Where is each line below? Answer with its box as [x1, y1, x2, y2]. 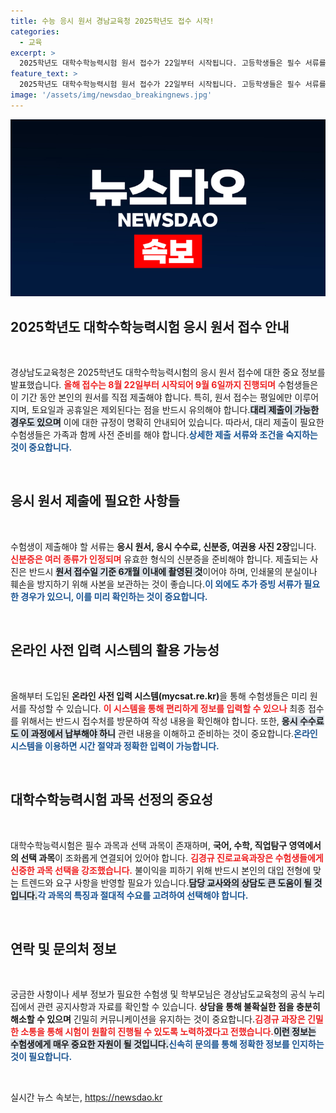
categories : [10, 26, 60, 37]
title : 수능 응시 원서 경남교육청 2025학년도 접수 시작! [10, 16, 215, 26]
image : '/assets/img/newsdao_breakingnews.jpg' [10, 90, 213, 100]
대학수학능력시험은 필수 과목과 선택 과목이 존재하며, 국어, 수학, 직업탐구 [10, 839, 288, 851]
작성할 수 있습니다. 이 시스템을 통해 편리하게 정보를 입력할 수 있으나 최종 [28, 702, 306, 714]
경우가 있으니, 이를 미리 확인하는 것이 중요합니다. [20, 590, 208, 602]
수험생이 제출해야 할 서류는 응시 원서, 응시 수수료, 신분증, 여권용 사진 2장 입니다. [10, 540, 317, 552]
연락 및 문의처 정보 [10, 940, 117, 957]
